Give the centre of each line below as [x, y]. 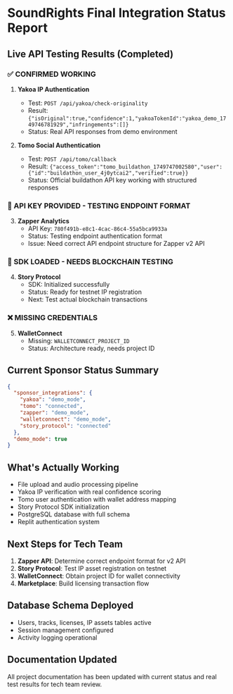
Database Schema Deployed [71, 606]
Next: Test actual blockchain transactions [88, 299]
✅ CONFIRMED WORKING [52, 74]
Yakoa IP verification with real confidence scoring [89, 492]
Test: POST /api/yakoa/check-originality [88, 103]
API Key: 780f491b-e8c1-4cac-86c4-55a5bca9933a [98, 229]
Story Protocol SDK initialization [64, 507]
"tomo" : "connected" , [51, 407]
